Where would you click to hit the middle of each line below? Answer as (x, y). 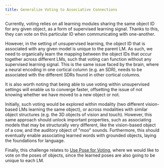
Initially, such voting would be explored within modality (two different (75, 104)
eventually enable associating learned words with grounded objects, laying (81, 135)
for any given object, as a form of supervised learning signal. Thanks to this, (82, 29)
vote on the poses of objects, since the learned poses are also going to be (80, 155)
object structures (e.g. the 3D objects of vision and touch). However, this (79, 114)
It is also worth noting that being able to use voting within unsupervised (77, 84)
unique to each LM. (25, 160)
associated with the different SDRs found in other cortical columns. (73, 74)
